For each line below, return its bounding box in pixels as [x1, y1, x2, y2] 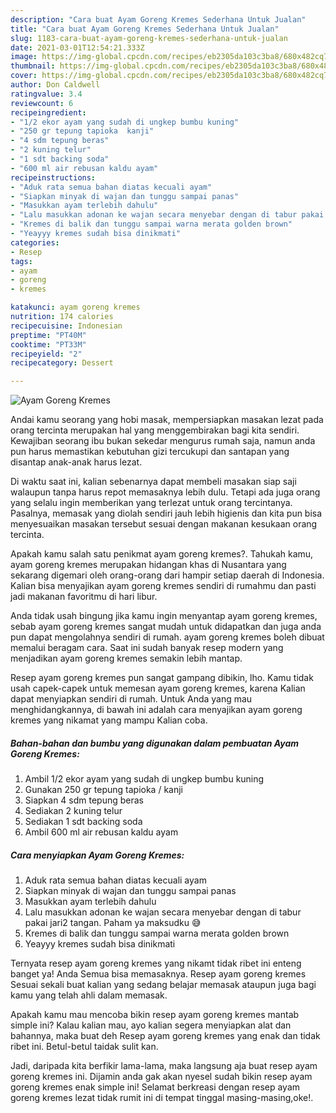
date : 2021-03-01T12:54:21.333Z [10, 42, 145, 53]
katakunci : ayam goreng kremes [10, 302, 141, 313]
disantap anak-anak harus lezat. [10, 456, 143, 468]
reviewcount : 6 [10, 98, 74, 108]
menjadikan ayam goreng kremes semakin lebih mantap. [10, 652, 243, 665]
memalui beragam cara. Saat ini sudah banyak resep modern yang [10, 642, 284, 654]
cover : [10, 71, 38, 81]
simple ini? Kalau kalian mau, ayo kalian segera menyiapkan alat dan [10, 1019, 292, 1031]
